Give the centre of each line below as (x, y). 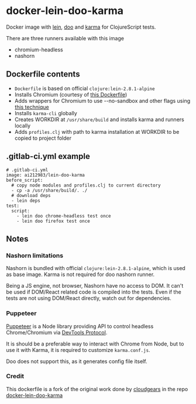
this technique (32, 107)
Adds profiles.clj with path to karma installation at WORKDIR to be (97, 132)
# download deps (31, 195)
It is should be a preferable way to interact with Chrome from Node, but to (95, 344)
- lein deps (26, 201)
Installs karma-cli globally (46, 113)
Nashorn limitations (35, 255)
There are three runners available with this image (65, 38)
